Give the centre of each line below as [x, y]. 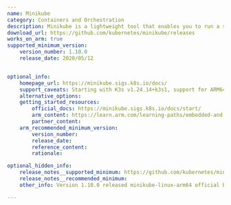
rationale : [47, 153]
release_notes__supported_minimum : [70, 173]
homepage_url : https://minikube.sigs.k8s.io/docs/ [93, 83]
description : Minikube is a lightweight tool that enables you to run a [113, 26]
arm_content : [51, 115]
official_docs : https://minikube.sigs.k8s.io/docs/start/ [117, 109]
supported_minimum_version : [47, 45]
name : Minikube [29, 13]
